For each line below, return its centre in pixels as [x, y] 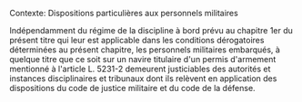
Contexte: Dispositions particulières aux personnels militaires [124, 13]
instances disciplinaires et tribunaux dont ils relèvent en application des [143, 79]
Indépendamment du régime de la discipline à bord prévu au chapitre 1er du [151, 30]
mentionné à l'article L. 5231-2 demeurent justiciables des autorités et [140, 69]
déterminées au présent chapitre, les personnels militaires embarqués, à [145, 50]
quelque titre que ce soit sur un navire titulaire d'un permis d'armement [143, 59]
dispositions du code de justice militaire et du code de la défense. [133, 88]
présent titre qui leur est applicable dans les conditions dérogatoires [137, 40]
